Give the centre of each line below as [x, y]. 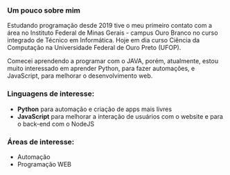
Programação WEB [44, 164]
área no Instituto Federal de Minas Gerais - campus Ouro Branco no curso [113, 33]
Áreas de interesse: [41, 142]
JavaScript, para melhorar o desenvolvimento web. [80, 76]
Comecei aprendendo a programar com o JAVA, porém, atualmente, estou [113, 61]
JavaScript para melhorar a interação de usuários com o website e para [120, 116]
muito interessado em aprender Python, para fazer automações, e [101, 69]
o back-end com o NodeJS [56, 124]
